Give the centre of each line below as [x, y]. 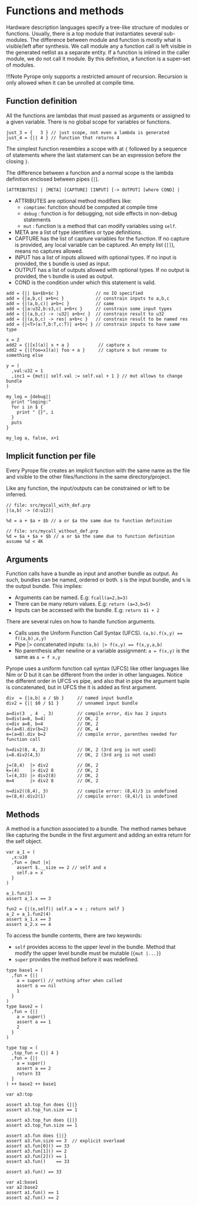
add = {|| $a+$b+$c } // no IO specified [75, 293]
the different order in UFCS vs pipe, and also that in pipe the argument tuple [98, 681]
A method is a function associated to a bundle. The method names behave [96, 829]
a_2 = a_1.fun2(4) [29, 914]
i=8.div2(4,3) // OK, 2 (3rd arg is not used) [81, 755]
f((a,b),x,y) [31, 639]
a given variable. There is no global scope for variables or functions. [89, 122]
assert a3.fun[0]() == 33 [38, 1146]
